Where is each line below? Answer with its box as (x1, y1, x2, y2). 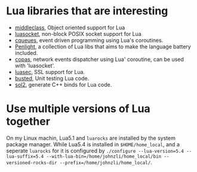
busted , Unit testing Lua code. (14, 75, 90, 82)
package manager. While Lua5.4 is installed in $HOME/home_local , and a (6, 140, 180, 148)
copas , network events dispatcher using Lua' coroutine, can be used (14, 56, 184, 63)
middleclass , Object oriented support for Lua (14, 24, 125, 31)
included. (14, 49, 38, 56)
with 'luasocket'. (14, 62, 56, 69)
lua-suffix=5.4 (6, 153, 44, 159)
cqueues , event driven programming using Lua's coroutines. (14, 36, 164, 44)
